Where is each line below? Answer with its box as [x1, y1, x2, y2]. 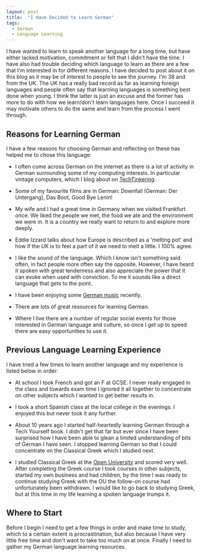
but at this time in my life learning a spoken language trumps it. [14, 490, 171, 498]
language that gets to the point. [14, 280, 93, 287]
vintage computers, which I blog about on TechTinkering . [14, 176, 156, 183]
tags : [6, 20, 20, 26]
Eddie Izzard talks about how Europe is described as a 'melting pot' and [14, 236, 193, 243]
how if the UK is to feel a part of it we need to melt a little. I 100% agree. [14, 242, 193, 249]
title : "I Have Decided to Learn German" [6, 14, 114, 20]
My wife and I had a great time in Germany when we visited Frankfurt [14, 205, 186, 212]
